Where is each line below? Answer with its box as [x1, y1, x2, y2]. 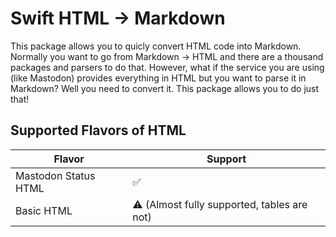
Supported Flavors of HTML [10, 122, 187, 139]
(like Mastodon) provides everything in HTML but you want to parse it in [10, 72, 307, 84]
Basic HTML [15, 203, 73, 217]
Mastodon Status [15, 168, 96, 182]
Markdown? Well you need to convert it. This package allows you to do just [10, 82, 320, 94]
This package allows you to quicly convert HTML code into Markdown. [10, 40, 302, 52]
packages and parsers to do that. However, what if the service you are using [10, 61, 325, 73]
